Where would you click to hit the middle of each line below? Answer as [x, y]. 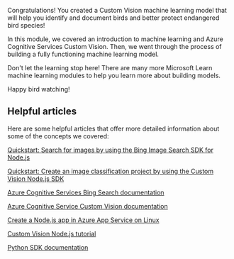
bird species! [26, 25]
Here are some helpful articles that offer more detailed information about [113, 128]
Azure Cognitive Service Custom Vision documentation [88, 206]
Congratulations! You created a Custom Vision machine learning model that [117, 10]
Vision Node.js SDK [36, 178]
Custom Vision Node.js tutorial [52, 233]
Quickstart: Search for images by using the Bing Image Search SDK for [111, 150]
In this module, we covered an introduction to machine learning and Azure [115, 39]
